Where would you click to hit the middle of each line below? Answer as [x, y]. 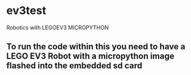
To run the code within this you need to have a [96, 47]
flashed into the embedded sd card [74, 66]
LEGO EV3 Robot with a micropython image [90, 56]
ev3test [26, 11]
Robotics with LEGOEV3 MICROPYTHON [58, 27]
